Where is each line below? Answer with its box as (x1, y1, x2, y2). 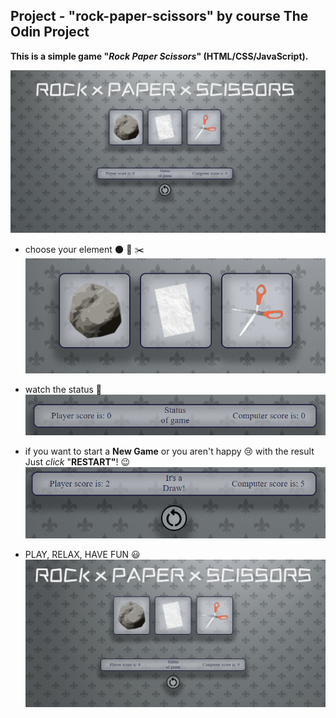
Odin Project (10, 24, 90, 41)
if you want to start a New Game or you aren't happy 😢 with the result (24, 445, 315, 458)
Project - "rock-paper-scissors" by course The (10, 8, 309, 25)
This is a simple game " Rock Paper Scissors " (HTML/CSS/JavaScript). (10, 50, 309, 62)
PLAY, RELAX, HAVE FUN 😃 (24, 548, 141, 560)
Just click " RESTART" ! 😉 (24, 456, 131, 468)
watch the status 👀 (24, 383, 103, 395)
